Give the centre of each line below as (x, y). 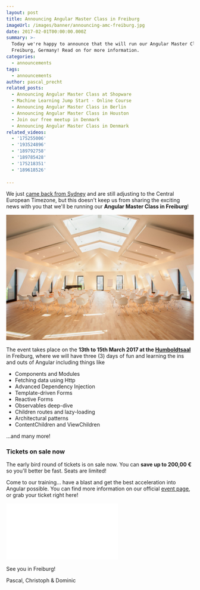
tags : (13, 69)
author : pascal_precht (34, 82)
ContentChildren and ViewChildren (57, 425)
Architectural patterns (41, 418)
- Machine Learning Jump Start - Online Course (72, 101)
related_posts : (25, 88)
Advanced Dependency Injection (55, 387)
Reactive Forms (34, 399)
